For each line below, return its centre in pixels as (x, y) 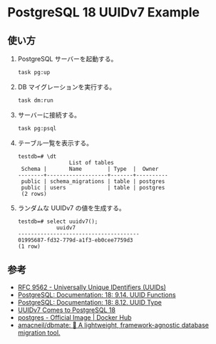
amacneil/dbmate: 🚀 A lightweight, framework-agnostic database (113, 325)
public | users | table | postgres (93, 187)
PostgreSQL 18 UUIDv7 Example (104, 12)
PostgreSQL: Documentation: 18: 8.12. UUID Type (89, 303)
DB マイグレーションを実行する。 (67, 87)
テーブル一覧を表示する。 (55, 142)
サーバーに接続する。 (49, 115)
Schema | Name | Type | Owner (90, 169)
